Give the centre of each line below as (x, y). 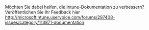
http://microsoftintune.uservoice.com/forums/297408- (60, 17)
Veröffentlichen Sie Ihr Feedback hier (43, 12)
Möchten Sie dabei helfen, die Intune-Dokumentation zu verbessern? (75, 7)
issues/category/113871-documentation (45, 22)
